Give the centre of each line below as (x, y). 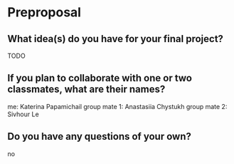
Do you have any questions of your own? (100, 137)
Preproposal (44, 12)
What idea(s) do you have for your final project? (116, 39)
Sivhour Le (23, 114)
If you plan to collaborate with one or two (100, 78)
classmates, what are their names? (86, 89)
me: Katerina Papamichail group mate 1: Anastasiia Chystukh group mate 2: (117, 106)
